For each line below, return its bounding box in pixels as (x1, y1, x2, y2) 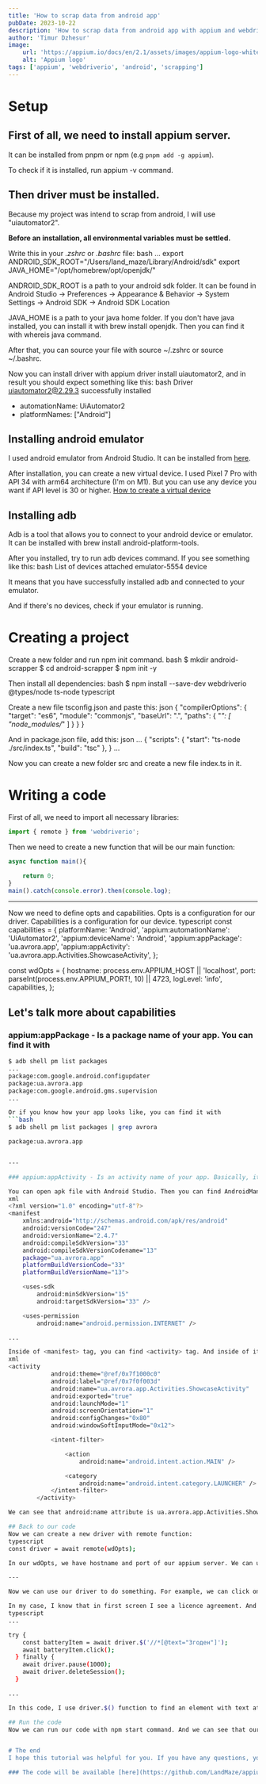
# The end (8, 1747, 41, 1755)
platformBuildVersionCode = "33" (22, 1261, 126, 1269)
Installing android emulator (8, 432, 144, 446)
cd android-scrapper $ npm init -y (45, 664, 157, 673)
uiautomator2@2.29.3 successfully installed (8, 385, 152, 395)
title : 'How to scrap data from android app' (8, 11, 161, 20)
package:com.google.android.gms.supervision (8, 1087, 158, 1095)
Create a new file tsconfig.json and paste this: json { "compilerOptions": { (8, 702, 248, 712)
